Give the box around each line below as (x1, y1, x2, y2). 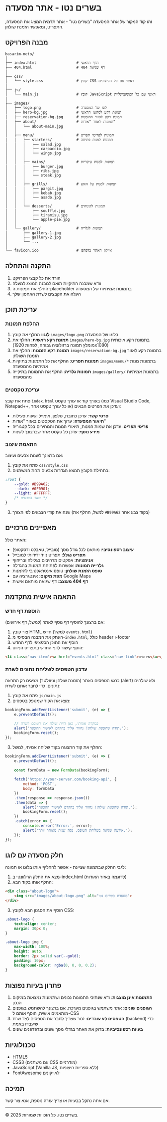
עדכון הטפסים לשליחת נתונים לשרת (5, 666, 88, 673)
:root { (5, 477, 21, 482)
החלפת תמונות (5, 320, 40, 327)
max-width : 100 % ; (14, 944, 50, 949)
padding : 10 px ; (14, 958, 46, 963)
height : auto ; (14, 949, 43, 954)
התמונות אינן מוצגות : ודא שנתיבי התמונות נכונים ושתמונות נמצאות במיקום (12, 994, 153, 1000)
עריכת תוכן (5, 305, 37, 314)
